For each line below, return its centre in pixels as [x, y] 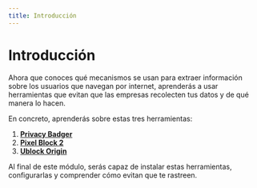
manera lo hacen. [37, 103]
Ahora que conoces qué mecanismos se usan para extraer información [125, 78]
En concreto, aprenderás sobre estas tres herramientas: [100, 118]
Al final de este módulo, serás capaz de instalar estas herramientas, [120, 166]
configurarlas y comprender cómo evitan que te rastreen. [103, 175]
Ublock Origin [43, 151]
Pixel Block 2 [42, 142]
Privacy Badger [46, 134]
